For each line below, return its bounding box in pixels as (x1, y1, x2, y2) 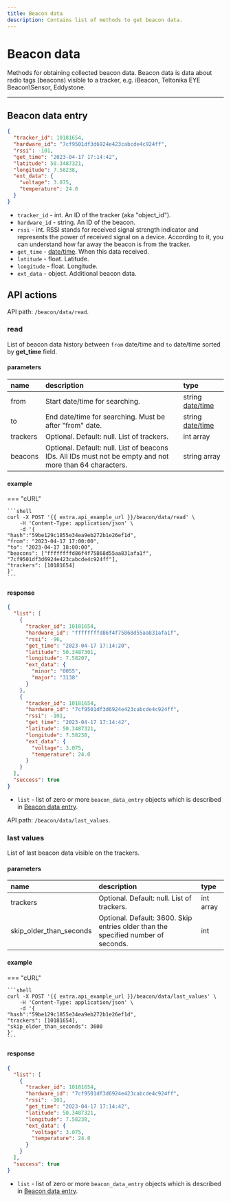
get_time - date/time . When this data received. (16, 247, 149, 255)
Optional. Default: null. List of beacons (45, 443, 168, 452)
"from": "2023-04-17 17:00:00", (7, 538, 100, 545)
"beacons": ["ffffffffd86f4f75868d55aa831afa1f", (7, 550, 153, 557)
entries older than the (98, 922, 168, 932)
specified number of (98, 930, 164, 940)
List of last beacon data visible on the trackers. (7, 849, 140, 857)
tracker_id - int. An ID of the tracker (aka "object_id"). (16, 210, 171, 219)
